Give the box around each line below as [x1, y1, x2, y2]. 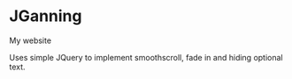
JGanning [9, 6, 82, 26]
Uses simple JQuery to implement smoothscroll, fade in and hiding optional [9, 52, 283, 62]
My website [9, 35, 51, 46]
